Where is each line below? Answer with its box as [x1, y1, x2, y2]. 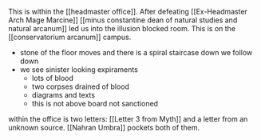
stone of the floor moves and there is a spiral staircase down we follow [19, 48, 253, 57]
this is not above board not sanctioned [31, 99, 158, 108]
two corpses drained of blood [31, 82, 130, 91]
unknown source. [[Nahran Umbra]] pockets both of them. [8, 123, 200, 132]
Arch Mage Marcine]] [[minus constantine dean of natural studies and [8, 15, 238, 25]
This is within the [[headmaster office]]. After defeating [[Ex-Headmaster [8, 7, 247, 16]
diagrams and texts [31, 90, 96, 99]
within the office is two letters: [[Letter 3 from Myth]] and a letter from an [8, 114, 248, 123]
